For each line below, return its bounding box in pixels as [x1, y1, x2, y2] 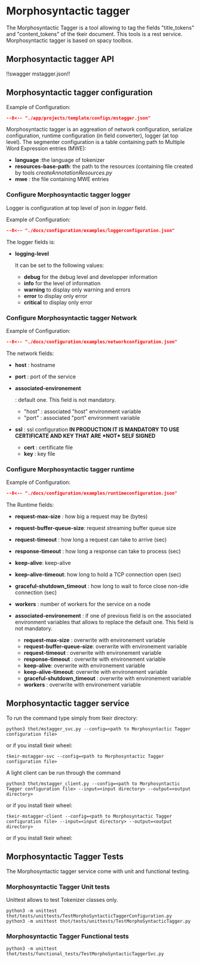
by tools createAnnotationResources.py [14, 169, 112, 176]
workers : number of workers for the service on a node [14, 600, 151, 607]
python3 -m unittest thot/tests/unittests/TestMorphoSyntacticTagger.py [6, 918, 191, 924]
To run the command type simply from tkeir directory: [6, 714, 138, 721]
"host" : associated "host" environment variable [23, 408, 141, 415]
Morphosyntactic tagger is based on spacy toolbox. [6, 37, 133, 44]
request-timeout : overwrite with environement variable [23, 649, 162, 656]
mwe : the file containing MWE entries [14, 176, 109, 183]
